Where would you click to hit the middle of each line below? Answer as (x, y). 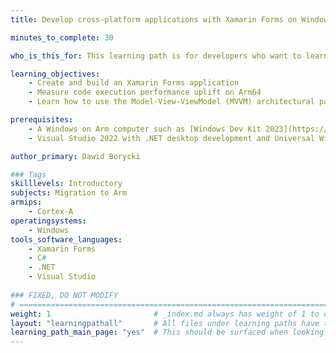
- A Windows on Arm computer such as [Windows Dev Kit (145, 129)
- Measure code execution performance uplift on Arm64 (145, 92)
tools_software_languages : (66, 239)
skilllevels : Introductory (66, 184)
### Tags (28, 174)
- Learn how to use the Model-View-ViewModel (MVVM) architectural (171, 102)
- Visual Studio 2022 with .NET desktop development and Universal (171, 138)
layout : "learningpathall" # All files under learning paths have (165, 323)
